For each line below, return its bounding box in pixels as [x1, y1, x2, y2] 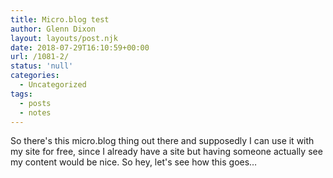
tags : [10, 89, 33, 99]
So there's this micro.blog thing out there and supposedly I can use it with [10, 135, 315, 147]
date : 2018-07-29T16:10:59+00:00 [10, 42, 150, 53]
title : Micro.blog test [10, 14, 110, 25]
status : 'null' [10, 61, 74, 71]
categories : [10, 71, 60, 81]
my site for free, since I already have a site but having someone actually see [10, 146, 323, 158]
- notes [19, 107, 52, 118]
